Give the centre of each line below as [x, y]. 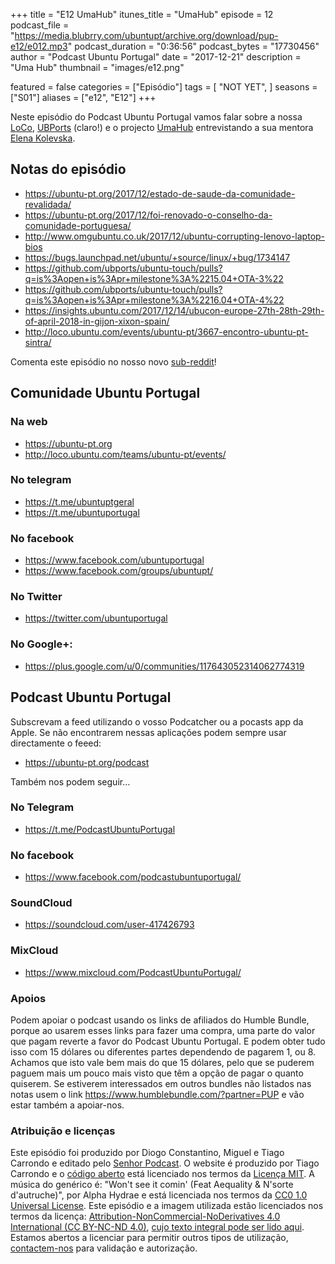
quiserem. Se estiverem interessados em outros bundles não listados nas [161, 1083]
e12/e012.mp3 [39, 46]
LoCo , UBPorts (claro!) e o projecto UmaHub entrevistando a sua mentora [162, 127]
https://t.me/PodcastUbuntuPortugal [100, 829]
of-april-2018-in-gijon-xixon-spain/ [97, 321]
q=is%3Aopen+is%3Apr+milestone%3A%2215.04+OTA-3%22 [154, 278]
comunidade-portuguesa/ [78, 225]
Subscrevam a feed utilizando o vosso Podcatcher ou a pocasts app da [157, 721]
